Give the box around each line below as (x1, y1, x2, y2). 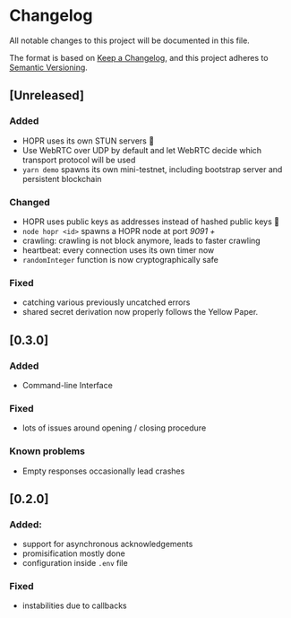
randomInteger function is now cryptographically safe (21, 254, 219, 265)
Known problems (9, 445, 85, 457)
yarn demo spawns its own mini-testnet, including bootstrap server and (21, 163, 283, 175)
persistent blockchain (21, 173, 102, 184)
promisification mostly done (21, 548, 125, 559)
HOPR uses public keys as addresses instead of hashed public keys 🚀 (21, 216, 280, 227)
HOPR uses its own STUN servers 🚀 (21, 135, 155, 146)
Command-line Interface (21, 379, 114, 390)
